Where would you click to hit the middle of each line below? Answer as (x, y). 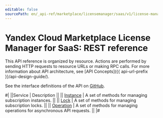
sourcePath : (17, 14)
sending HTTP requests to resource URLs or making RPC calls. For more (77, 66)
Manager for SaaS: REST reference (76, 48)
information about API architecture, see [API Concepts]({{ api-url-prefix (76, 72)
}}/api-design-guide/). (27, 77)
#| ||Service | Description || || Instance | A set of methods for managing (76, 95)
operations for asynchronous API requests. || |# (53, 111)
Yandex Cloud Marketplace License (78, 38)
